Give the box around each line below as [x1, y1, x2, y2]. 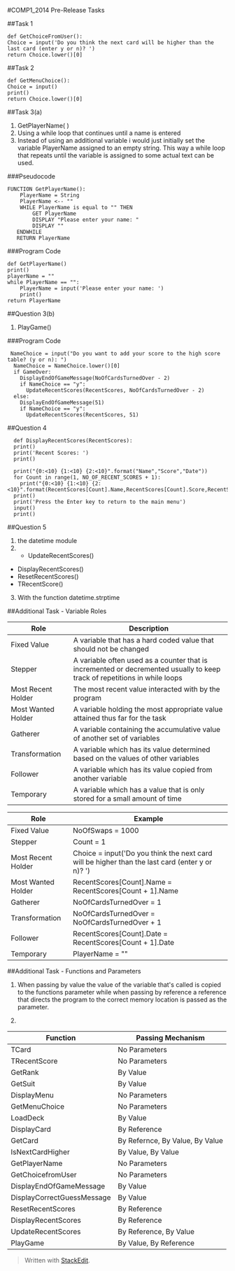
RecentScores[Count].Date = [73, 929, 168, 939]
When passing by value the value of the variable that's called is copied [17, 981, 222, 989]
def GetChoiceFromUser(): [7, 33, 83, 40]
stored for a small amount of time [73, 794, 182, 803]
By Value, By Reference [117, 1238, 194, 1248]
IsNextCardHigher [10, 1147, 70, 1157]
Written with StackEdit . [24, 1256, 91, 1264]
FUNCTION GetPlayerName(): [7, 185, 86, 192]
